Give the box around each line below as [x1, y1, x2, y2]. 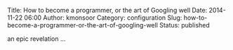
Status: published [159, 21, 211, 29]
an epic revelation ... [7, 35, 66, 43]
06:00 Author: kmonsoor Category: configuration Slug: [24, 13, 182, 22]
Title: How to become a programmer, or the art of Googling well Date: [7, 6, 208, 14]
